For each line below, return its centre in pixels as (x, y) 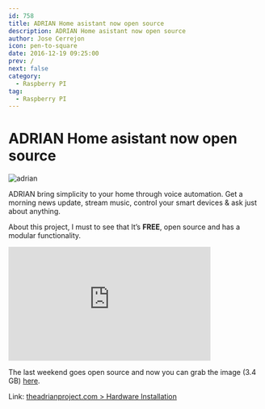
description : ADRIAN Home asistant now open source (97, 31)
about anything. (34, 211)
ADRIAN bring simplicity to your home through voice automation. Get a (126, 194)
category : (25, 76)
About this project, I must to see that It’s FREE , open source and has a (124, 227)
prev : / (21, 62)
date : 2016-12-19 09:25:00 (54, 53)
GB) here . (24, 381)
